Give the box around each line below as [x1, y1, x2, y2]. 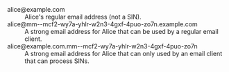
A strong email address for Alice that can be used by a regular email [24, 28, 219, 35]
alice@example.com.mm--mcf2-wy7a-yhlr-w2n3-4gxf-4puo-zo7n [7, 42, 198, 50]
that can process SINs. [24, 57, 90, 65]
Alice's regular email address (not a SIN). [24, 12, 142, 21]
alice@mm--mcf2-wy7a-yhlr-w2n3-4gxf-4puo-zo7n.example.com [7, 20, 198, 28]
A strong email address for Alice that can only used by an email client [24, 50, 223, 57]
